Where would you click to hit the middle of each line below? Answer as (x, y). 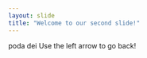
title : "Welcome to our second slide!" (74, 23)
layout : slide (32, 15)
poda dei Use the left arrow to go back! (72, 45)
